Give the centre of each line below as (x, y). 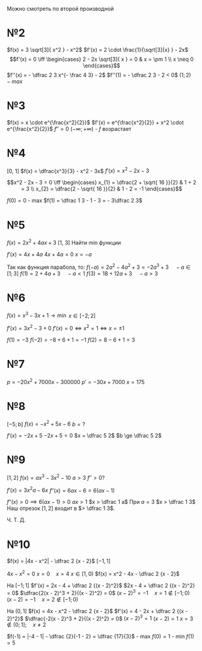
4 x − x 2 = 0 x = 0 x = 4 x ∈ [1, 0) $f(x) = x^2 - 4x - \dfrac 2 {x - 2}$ (93, 573)
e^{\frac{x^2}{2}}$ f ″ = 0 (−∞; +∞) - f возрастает (69, 128)
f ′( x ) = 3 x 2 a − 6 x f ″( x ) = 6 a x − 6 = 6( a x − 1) (61, 489)
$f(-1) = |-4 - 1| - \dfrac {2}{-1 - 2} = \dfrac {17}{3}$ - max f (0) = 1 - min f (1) (101, 637)
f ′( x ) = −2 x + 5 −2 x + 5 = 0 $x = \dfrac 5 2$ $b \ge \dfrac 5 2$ (84, 436)
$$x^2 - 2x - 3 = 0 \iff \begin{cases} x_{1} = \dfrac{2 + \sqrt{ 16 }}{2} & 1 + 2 (102, 183)
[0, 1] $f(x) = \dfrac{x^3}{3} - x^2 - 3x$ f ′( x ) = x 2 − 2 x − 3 (78, 170)
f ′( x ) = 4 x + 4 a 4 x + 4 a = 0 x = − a (49, 254)
